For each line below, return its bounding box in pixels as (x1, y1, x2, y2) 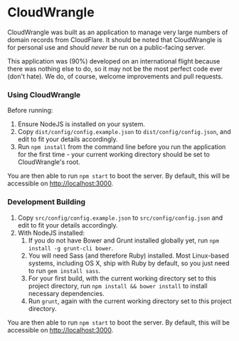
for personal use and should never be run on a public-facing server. (7, 43, 206, 51)
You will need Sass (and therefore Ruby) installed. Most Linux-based (28, 251, 229, 260)
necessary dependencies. (28, 289, 105, 297)
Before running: (7, 106, 53, 115)
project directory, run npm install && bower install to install (28, 281, 208, 290)
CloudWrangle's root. (17, 158, 80, 166)
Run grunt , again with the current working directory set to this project (28, 297, 232, 305)
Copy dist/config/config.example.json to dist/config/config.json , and (17, 128, 231, 136)
